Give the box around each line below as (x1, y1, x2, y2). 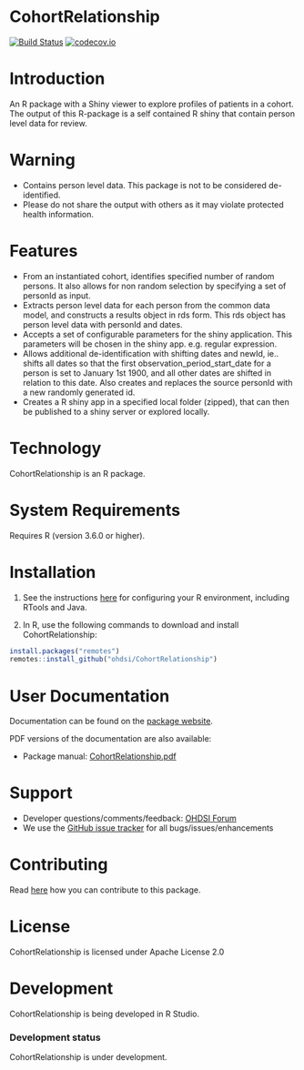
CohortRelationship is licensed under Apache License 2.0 (9, 946, 225, 957)
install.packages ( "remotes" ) (9, 646, 120, 656)
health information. (22, 208, 94, 219)
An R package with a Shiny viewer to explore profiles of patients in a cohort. (9, 98, 294, 109)
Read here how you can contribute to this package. (9, 884, 201, 895)
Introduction (9, 68, 106, 89)
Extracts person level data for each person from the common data (22, 299, 270, 310)
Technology (9, 438, 102, 459)
